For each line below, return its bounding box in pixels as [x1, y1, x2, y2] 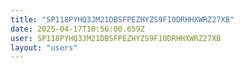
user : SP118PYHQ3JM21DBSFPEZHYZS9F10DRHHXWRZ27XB [10, 33, 222, 43]
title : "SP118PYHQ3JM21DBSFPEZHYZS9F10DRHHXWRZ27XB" [10, 14, 235, 25]
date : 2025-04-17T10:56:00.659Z [10, 24, 145, 34]
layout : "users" [10, 42, 78, 53]
